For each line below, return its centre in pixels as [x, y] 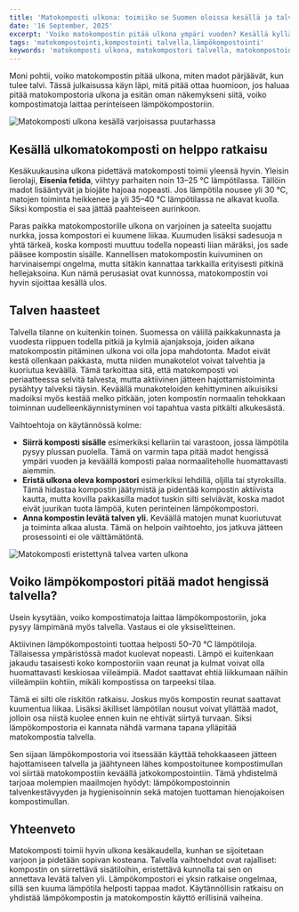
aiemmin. [39, 470]
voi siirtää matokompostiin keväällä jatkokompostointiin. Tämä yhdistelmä [143, 773]
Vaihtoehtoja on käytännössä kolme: [76, 424]
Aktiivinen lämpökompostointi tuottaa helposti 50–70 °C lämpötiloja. [133, 644]
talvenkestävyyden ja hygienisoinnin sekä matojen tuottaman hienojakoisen [147, 792]
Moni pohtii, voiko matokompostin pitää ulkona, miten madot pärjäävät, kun [147, 76]
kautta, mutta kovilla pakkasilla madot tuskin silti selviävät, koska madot [153, 498]
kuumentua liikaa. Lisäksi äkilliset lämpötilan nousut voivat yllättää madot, [144, 708]
